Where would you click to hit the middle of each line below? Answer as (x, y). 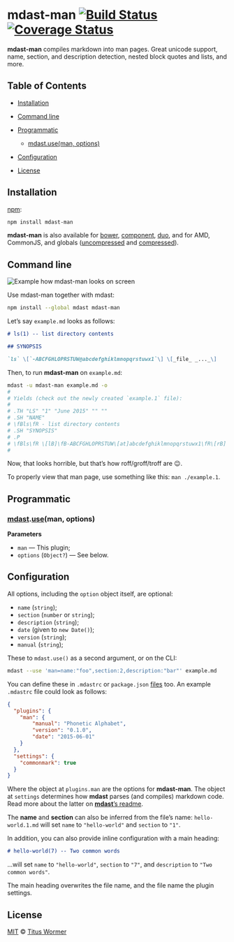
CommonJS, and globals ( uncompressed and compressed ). (93, 243)
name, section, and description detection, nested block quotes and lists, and (117, 57)
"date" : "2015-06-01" (64, 737)
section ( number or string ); (56, 614)
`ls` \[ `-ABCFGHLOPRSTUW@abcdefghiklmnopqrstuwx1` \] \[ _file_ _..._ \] (112, 359)
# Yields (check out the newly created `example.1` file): (95, 398)
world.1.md (23, 825)
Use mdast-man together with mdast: (61, 295)
